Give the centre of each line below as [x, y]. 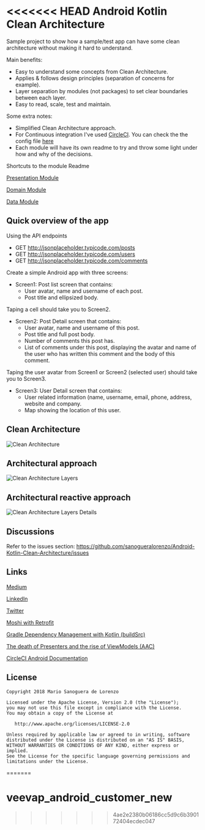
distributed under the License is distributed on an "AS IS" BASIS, [95, 740]
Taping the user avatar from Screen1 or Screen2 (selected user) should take [102, 372]
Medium [17, 586]
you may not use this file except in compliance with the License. [94, 708]
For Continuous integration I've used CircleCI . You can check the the [102, 134]
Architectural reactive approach [69, 497]
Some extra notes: [29, 116]
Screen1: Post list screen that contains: [64, 284]
